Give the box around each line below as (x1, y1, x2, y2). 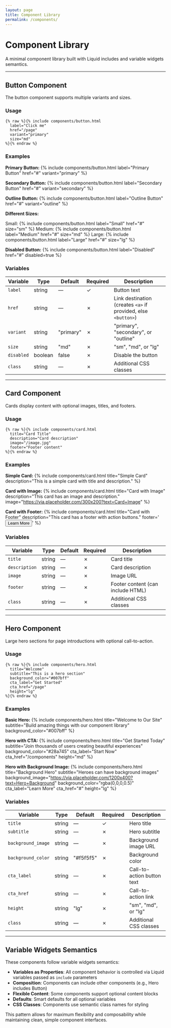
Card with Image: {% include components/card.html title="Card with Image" (5, 488, 165, 494)
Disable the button (113, 352, 158, 359)
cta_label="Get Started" (10, 680, 63, 685)
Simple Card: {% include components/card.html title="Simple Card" (5, 473, 148, 479)
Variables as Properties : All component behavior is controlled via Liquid (12, 969, 164, 975)
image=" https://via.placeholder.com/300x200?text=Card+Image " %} (5, 499, 150, 505)
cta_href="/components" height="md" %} (5, 754, 93, 760)
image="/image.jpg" (10, 440, 51, 446)
